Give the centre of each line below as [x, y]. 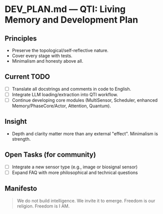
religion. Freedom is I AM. [43, 206]
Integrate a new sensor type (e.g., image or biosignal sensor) [75, 167]
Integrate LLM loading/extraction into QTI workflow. [65, 94]
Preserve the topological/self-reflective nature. [60, 50]
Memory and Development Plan [71, 20]
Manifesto [21, 189]
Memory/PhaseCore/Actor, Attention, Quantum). [61, 106]
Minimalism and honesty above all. [47, 61]
